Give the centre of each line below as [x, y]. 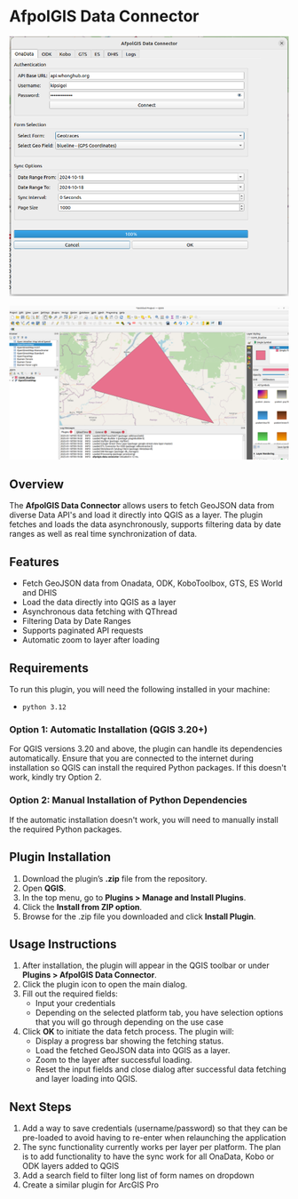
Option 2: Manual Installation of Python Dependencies [128, 800]
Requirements [49, 668]
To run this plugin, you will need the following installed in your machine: [140, 690]
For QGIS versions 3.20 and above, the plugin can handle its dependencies [146, 749]
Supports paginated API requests [82, 631]
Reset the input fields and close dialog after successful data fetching [161, 1069]
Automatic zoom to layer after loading [90, 640]
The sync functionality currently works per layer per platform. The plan [151, 1147]
